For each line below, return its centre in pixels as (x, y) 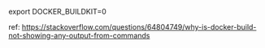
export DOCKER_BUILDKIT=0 (58, 12)
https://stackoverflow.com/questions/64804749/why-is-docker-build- (139, 27)
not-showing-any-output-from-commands (79, 36)
